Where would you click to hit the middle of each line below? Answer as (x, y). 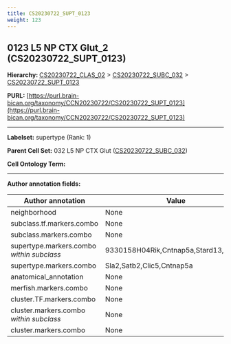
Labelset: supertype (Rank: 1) (49, 138)
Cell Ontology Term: (36, 164)
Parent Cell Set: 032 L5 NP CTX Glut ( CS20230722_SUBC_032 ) (97, 151)
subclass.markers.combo (51, 235)
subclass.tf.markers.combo (54, 224)
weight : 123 (24, 20)
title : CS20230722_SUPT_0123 (49, 13)
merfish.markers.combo (49, 288)
